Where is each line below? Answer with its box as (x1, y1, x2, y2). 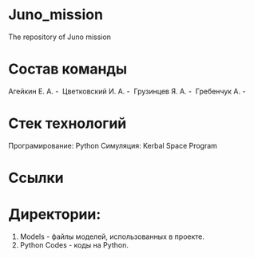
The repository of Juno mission (8, 32, 112, 42)
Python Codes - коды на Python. (19, 240, 129, 249)
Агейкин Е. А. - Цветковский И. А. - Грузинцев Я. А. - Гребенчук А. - (8, 86, 246, 96)
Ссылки (8, 169, 64, 187)
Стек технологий (8, 114, 127, 133)
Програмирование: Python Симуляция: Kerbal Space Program (8, 141, 218, 150)
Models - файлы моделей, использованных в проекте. (19, 232, 205, 241)
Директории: (8, 205, 101, 224)
